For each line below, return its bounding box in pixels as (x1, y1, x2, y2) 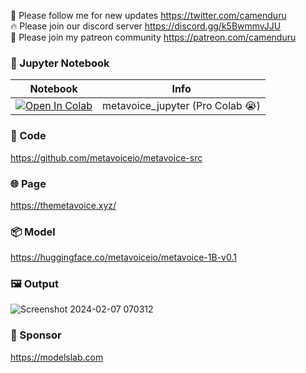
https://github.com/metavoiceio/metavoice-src (10, 151, 203, 164)
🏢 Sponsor (10, 328, 62, 342)
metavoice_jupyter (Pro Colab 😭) (102, 99, 262, 113)
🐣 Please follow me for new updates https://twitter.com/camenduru (10, 10, 287, 21)
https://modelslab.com (10, 351, 104, 363)
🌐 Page (10, 176, 47, 190)
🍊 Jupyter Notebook (10, 56, 110, 70)
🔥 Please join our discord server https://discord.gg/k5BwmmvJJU (10, 20, 282, 32)
